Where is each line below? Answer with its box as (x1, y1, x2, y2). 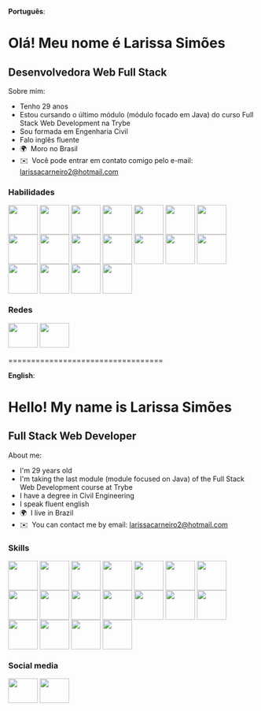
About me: (8, 450, 42, 460)
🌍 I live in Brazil (19, 508, 74, 517)
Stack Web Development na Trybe (19, 118, 131, 128)
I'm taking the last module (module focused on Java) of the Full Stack (19, 474, 245, 483)
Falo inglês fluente (19, 135, 80, 144)
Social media (8, 660, 59, 671)
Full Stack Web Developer (8, 429, 137, 443)
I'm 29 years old (19, 465, 72, 475)
